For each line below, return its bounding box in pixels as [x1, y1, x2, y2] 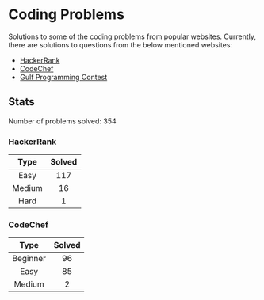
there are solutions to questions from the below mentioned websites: [8, 40, 232, 49]
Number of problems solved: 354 [8, 116, 117, 126]
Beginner [12, 253, 46, 264]
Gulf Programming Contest [19, 72, 108, 82]
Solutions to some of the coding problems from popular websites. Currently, [8, 32, 256, 41]
